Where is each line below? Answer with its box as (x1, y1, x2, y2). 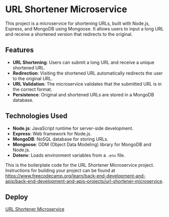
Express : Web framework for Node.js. (12, 130, 92, 136)
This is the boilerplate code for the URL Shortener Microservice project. (5, 162, 154, 168)
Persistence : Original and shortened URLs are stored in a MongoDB (12, 91, 154, 97)
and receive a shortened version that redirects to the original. (5, 31, 133, 37)
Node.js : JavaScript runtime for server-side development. (12, 125, 134, 131)
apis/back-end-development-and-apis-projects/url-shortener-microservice (5, 178, 162, 184)
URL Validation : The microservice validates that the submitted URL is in (12, 81, 162, 87)
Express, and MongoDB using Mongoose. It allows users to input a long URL (5, 25, 164, 31)
